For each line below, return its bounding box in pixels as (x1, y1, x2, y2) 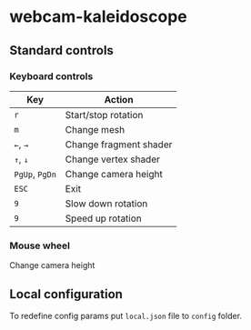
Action (104, 93, 134, 105)
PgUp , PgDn (14, 167, 57, 180)
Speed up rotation (65, 212, 143, 225)
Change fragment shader (65, 138, 173, 151)
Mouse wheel (9, 239, 71, 252)
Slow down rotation (65, 197, 148, 210)
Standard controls (9, 43, 114, 58)
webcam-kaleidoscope (9, 6, 188, 27)
